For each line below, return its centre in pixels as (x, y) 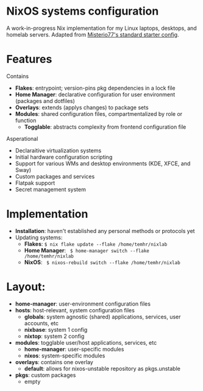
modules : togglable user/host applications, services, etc (86, 342)
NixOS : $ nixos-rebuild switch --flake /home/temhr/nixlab (102, 262)
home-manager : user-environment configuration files (83, 304)
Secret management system (51, 189)
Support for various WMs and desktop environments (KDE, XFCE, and (103, 163)
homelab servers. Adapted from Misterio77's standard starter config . (93, 34)
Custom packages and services (55, 176)
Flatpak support (35, 183)
